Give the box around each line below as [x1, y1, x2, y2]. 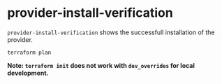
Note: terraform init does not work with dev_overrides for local [7, 61, 195, 69]
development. [7, 69, 49, 77]
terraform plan [7, 49, 52, 56]
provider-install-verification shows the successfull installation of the [7, 28, 215, 36]
